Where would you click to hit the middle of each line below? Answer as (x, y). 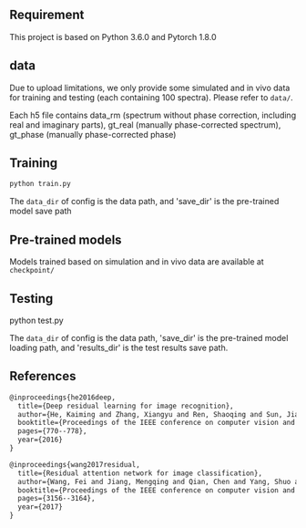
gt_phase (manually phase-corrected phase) (93, 134)
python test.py (36, 320)
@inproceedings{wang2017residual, (75, 464)
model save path (41, 211)
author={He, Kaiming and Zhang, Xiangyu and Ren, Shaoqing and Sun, (150, 414)
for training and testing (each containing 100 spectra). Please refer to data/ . (151, 97)
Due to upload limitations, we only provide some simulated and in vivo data (150, 88)
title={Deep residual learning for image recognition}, (126, 406)
